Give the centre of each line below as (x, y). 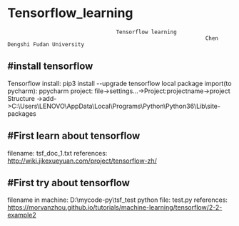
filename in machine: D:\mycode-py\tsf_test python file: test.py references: (118, 200)
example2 (22, 215)
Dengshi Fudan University (46, 44)
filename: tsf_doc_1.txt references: (57, 153)
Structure (21, 98)
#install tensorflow (50, 66)
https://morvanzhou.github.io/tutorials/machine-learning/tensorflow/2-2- (115, 208)
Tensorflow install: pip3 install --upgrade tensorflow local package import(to (119, 83)
